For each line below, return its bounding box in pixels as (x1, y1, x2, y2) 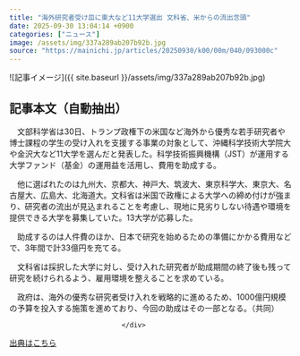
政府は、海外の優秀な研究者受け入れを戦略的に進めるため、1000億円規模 (16, 292, 287, 302)
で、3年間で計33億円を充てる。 (9, 242, 126, 253)
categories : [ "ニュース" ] (9, 30, 100, 38)
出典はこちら (9, 337, 56, 348)
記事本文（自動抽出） (9, 100, 127, 116)
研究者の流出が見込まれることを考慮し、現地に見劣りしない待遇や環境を (24, 200, 292, 211)
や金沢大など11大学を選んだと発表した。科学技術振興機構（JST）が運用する (9, 148, 289, 159)
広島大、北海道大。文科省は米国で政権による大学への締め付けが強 (39, 190, 284, 200)
